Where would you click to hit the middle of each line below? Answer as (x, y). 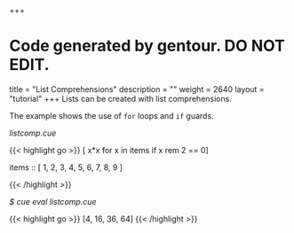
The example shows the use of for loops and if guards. (112, 115)
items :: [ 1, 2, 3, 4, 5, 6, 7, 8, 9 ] (66, 167)
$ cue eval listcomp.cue (53, 201)
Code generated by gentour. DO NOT (147, 46)
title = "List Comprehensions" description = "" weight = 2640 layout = (137, 89)
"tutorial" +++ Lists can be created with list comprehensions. (121, 98)
